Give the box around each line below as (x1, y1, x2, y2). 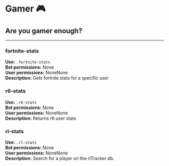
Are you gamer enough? (5, 26, 82, 35)
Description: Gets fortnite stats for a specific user (5, 75, 109, 81)
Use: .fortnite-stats (5, 59, 50, 65)
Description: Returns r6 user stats (5, 115, 76, 121)
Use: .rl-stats (5, 139, 37, 145)
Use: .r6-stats (5, 99, 37, 105)
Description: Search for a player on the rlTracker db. (5, 155, 115, 161)
